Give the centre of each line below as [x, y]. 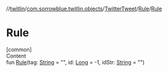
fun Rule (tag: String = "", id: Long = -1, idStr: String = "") [76, 62]
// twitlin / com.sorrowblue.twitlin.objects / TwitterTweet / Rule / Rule [84, 9]
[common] [19, 49]
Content [16, 56]
